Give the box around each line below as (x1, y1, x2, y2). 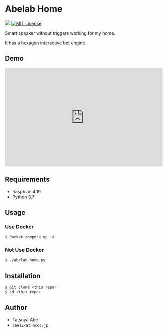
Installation (5, 271, 41, 280)
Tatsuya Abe (12, 316, 38, 323)
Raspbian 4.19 (12, 188, 41, 194)
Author (5, 303, 27, 312)
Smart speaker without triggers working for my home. (5, 30, 116, 36)
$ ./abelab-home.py (5, 258, 46, 263)
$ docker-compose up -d (5, 235, 55, 240)
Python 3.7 (12, 194, 35, 200)
